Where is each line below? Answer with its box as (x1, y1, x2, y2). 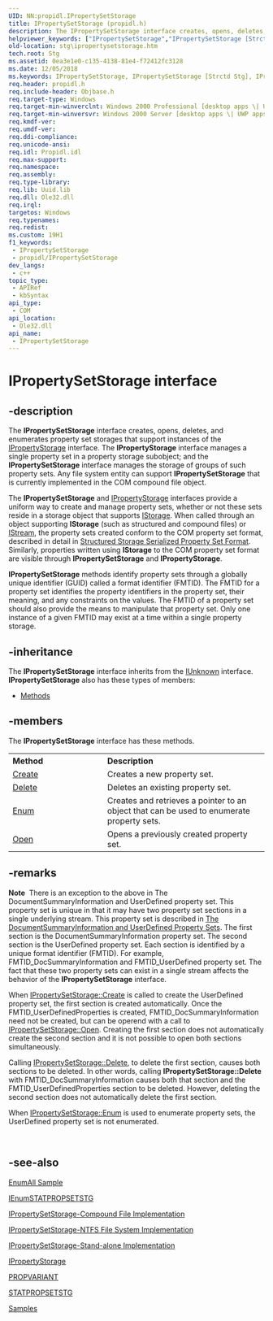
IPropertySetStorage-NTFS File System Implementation (8, 1224, 193, 1234)
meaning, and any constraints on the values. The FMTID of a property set (8, 595, 254, 606)
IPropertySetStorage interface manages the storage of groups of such (8, 460, 246, 470)
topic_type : (8, 276, 49, 285)
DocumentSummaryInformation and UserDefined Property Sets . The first (8, 922, 253, 932)
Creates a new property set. (106, 768, 214, 780)
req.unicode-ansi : (8, 140, 71, 149)
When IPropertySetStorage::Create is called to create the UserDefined (8, 989, 244, 1000)
